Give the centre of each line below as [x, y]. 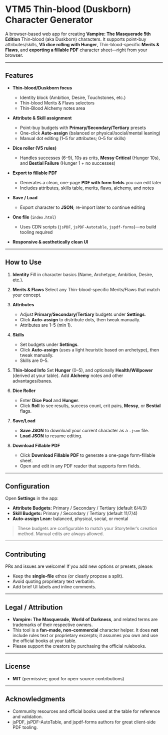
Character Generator [49, 20]
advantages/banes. [32, 381]
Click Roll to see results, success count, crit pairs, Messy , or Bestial [90, 406]
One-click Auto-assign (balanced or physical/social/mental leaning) [90, 133]
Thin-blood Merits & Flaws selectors [57, 103]
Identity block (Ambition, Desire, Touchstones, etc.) [73, 97]
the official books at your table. [44, 641]
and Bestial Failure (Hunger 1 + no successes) [68, 163]
